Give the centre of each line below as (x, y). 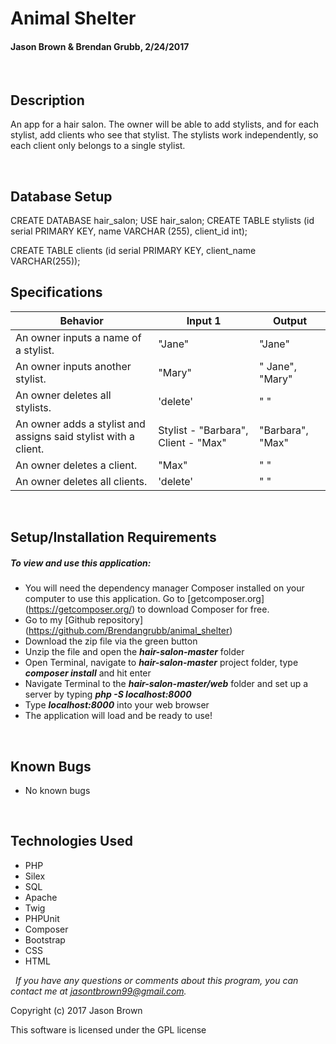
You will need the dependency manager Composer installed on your (164, 588)
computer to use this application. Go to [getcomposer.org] (144, 599)
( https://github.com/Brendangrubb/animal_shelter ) (128, 631)
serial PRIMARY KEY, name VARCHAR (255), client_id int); (129, 231)
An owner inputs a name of (78, 337)
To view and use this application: (81, 563)
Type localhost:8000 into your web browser (117, 705)
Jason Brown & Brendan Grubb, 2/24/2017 (100, 46)
